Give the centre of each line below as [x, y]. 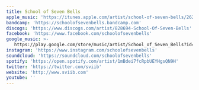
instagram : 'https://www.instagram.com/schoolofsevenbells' [82, 50]
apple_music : [22, 17]
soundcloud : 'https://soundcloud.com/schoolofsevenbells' [79, 56]
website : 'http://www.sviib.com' [47, 72]
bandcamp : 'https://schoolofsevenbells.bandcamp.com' [74, 22]
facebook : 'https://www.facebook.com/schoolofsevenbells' [79, 34]
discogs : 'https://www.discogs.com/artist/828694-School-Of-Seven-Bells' [99, 28]
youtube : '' [21, 78]
